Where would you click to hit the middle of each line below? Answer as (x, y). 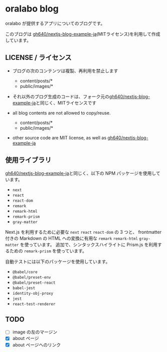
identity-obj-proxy (33, 293)
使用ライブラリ (28, 160)
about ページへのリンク (37, 344)
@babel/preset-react (34, 283)
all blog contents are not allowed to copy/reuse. (62, 113)
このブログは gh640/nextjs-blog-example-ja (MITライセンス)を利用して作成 (83, 34)
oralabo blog (32, 9)
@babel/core (25, 272)
